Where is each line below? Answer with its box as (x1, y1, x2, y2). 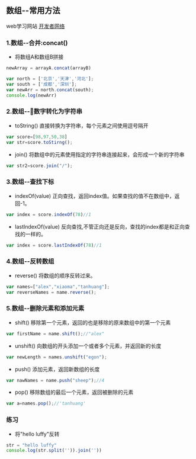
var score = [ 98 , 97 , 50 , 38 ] (6, 134, 68, 140)
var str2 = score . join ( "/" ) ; (6, 162, 73, 169)
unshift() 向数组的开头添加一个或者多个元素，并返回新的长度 (14, 342, 162, 349)
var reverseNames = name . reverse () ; (6, 289, 97, 295)
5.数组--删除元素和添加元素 (6, 304, 85, 313)
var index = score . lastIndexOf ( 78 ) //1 (6, 242, 102, 248)
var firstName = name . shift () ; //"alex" (6, 330, 105, 336)
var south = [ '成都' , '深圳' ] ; (6, 81, 77, 87)
